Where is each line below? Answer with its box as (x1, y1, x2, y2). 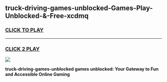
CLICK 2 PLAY (5, 45, 40, 52)
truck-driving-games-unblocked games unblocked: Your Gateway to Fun (5, 66, 159, 72)
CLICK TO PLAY (5, 27, 44, 34)
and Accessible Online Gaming (5, 71, 70, 77)
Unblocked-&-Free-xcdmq (5, 12, 88, 20)
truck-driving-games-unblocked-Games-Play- (5, 4, 153, 12)
